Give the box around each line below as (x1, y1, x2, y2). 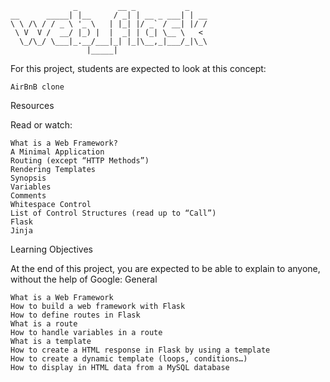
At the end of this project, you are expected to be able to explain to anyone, (10, 263, 321, 274)
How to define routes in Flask (10, 310, 141, 320)
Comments (10, 191, 47, 201)
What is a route (10, 319, 78, 329)
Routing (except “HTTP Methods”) (10, 156, 150, 166)
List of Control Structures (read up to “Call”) (10, 208, 217, 218)
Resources (10, 100, 55, 111)
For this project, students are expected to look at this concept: (10, 63, 267, 74)
